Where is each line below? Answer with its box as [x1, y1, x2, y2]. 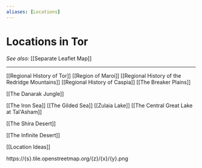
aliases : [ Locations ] [6, 8, 61, 15]
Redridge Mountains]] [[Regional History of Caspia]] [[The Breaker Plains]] [6, 78, 191, 86]
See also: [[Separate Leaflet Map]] [6, 55, 92, 62]
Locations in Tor [6, 34, 88, 48]
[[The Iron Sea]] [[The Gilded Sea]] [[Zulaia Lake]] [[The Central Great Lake [6, 102, 193, 109]
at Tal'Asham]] [6, 108, 42, 115]
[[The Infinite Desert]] [6, 131, 60, 138]
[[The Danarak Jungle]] [6, 90, 64, 97]
